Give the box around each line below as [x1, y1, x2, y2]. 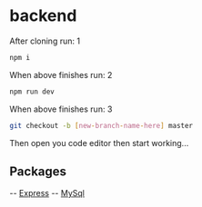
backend [9, 5, 77, 26]
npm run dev [9, 87, 55, 96]
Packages [9, 163, 66, 179]
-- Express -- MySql [9, 188, 85, 199]
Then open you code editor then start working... [9, 137, 189, 148]
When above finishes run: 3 [9, 103, 113, 114]
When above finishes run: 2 [9, 69, 113, 80]
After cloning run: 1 [9, 35, 80, 46]
